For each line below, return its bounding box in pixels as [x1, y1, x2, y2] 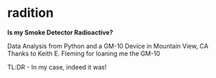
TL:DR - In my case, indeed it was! [7, 63, 107, 71]
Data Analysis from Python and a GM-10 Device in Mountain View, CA [7, 41, 209, 50]
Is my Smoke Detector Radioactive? [7, 28, 114, 37]
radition [7, 5, 54, 21]
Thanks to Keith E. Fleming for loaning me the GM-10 [7, 49, 160, 58]
